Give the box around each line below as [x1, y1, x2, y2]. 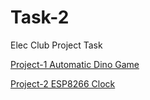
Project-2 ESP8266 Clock [10, 77, 116, 90]
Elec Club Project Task [10, 39, 103, 51]
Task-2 [10, 6, 70, 29]
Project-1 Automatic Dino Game [10, 58, 140, 70]
